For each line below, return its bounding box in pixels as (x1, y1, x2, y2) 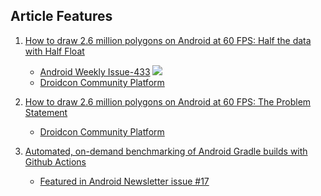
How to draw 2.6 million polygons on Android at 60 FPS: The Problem (24, 95, 312, 108)
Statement (24, 106, 68, 118)
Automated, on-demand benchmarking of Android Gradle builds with (24, 145, 308, 157)
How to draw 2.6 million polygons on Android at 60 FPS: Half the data (24, 34, 312, 46)
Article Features (10, 8, 113, 25)
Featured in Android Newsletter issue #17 (39, 175, 210, 187)
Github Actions (24, 155, 87, 168)
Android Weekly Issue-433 (39, 65, 151, 78)
